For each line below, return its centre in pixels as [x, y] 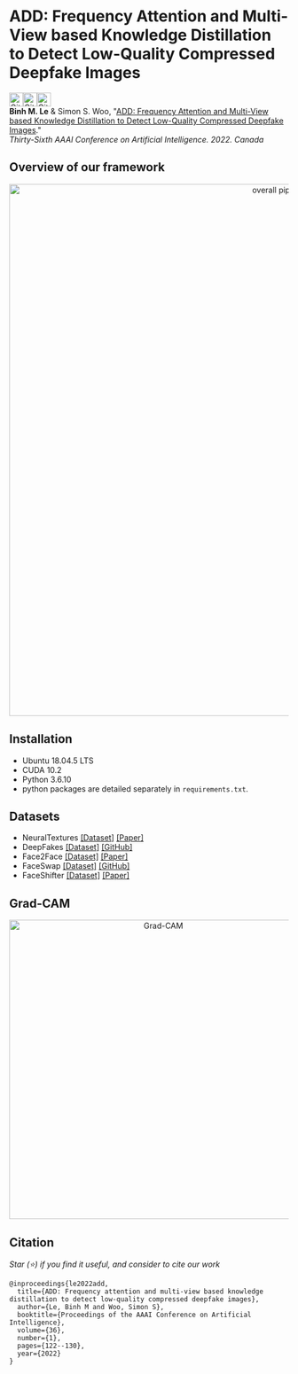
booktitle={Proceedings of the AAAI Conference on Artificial [134, 1315]
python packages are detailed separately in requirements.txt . [135, 788]
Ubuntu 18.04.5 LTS [58, 761]
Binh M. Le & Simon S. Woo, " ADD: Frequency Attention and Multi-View [139, 111]
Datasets [35, 816]
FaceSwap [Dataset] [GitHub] [76, 866]
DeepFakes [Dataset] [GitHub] [77, 847]
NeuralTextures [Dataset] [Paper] [83, 838]
